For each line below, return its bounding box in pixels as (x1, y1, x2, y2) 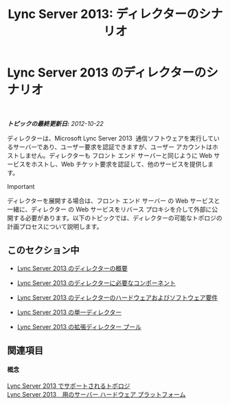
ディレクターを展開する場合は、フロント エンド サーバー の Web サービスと (7, 196, 220, 205)
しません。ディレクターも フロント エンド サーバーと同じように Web (19, 151, 213, 159)
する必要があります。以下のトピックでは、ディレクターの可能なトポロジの (12, 214, 223, 222)
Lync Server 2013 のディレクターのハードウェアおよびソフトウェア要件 (16, 293, 218, 302)
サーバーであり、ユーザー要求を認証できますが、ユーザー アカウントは (12, 143, 213, 151)
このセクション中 (7, 245, 80, 256)
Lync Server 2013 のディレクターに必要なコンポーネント (16, 278, 176, 287)
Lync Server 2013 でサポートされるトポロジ (7, 382, 130, 390)
